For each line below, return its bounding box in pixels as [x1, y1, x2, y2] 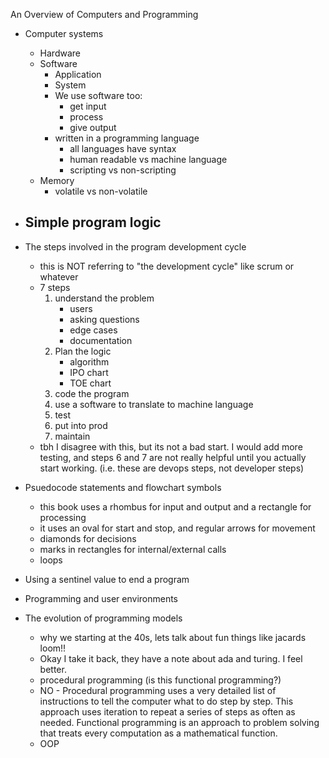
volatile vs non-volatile [54, 185, 148, 197]
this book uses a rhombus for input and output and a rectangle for [39, 500, 312, 513]
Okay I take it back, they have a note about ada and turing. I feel [39, 652, 303, 664]
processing [39, 511, 87, 523]
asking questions [69, 313, 140, 325]
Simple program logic [24, 214, 162, 231]
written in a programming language [54, 132, 200, 144]
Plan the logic [54, 345, 112, 357]
